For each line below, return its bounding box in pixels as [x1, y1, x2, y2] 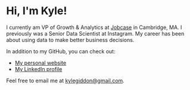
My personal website [14, 59, 67, 66]
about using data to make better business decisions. [6, 36, 135, 43]
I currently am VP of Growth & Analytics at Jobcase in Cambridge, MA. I [6, 24, 182, 31]
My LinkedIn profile [14, 65, 63, 72]
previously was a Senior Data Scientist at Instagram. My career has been [6, 30, 185, 37]
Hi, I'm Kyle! [6, 4, 67, 18]
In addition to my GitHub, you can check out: [6, 47, 116, 54]
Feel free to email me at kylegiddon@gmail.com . [6, 77, 125, 84]
